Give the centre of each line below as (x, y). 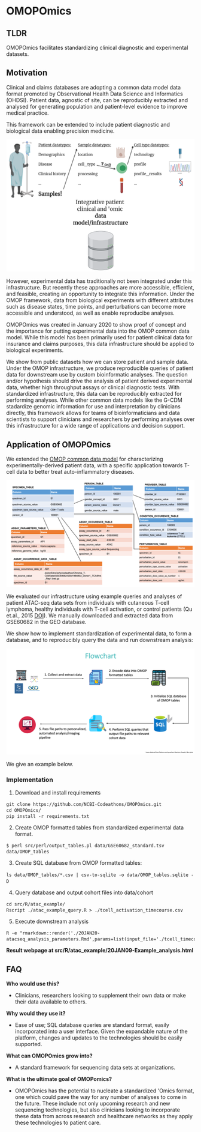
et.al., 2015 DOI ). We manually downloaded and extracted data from (90, 615)
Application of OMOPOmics (59, 445)
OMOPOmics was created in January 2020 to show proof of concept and (96, 325)
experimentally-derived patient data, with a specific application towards (95, 465)
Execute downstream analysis (51, 922)
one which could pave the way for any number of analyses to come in (101, 1097)
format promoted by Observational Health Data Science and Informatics (95, 94)
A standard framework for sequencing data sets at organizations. (95, 1068)
